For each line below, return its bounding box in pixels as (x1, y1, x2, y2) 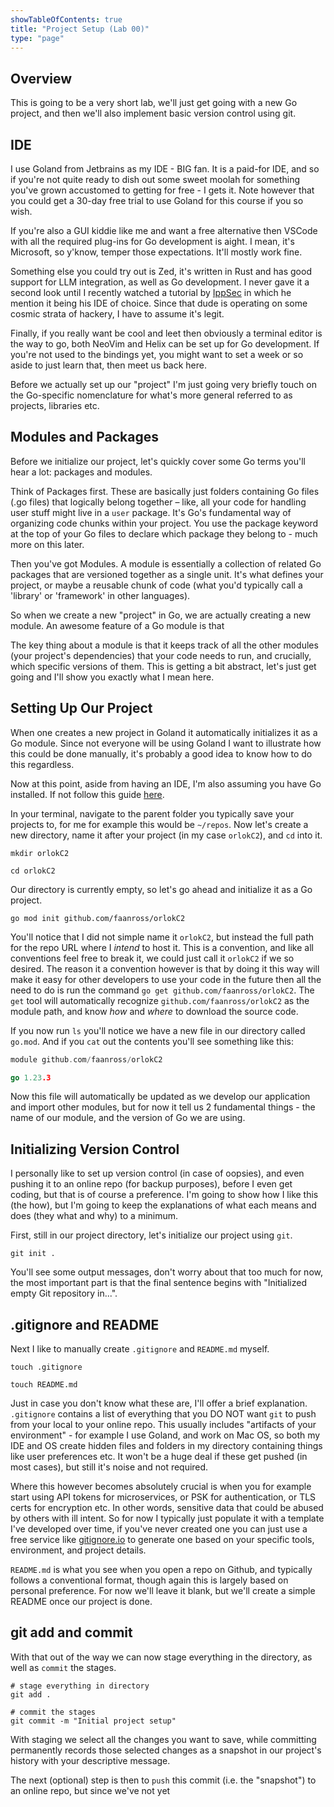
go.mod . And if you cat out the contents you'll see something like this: (10, 1035, 294, 1047)
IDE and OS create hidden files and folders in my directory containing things (10, 1440, 323, 1451)
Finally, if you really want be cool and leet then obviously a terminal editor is (10, 327, 323, 339)
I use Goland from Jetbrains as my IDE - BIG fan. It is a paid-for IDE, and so (10, 163, 320, 175)
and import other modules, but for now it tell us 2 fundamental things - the (10, 1101, 316, 1113)
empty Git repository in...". (10, 1287, 118, 1300)
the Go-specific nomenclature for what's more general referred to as (10, 389, 293, 401)
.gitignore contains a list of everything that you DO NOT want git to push (10, 1408, 317, 1420)
